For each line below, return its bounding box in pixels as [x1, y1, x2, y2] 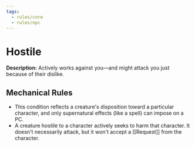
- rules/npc [11, 19, 41, 25]
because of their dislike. [6, 71, 65, 78]
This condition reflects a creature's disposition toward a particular [14, 104, 174, 111]
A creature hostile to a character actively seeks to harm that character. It [14, 122, 190, 130]
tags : [6, 8, 19, 15]
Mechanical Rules [6, 88, 73, 98]
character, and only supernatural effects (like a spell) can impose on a [14, 109, 184, 117]
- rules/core [11, 14, 43, 20]
